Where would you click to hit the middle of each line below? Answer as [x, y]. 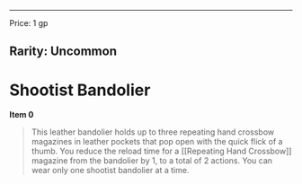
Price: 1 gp [29, 23]
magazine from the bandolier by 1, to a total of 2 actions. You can [151, 161]
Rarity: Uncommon [63, 52]
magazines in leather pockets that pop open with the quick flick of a [157, 142]
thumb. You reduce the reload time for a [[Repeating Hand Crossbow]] [161, 151]
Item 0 [22, 115]
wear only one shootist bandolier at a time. [110, 171]
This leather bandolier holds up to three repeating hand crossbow [153, 132]
